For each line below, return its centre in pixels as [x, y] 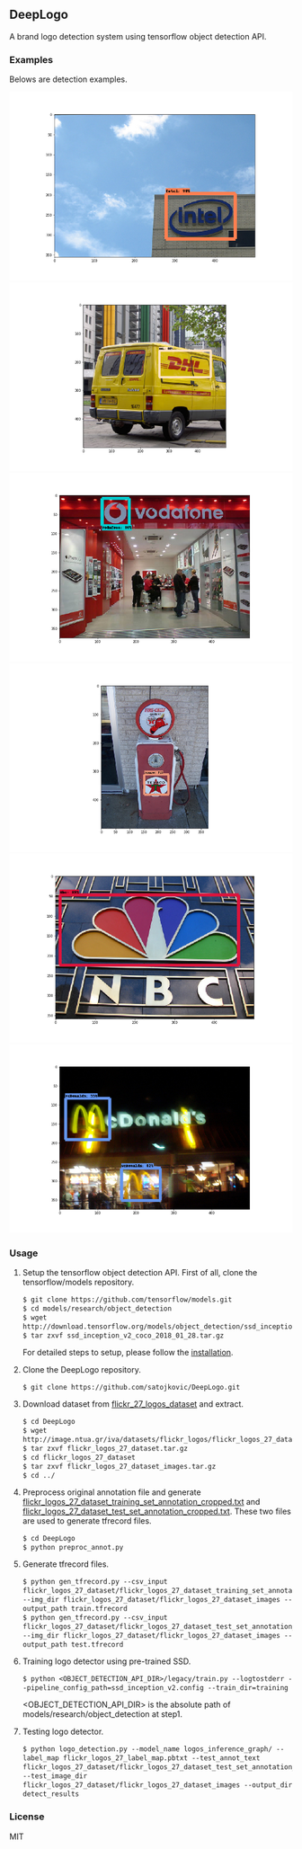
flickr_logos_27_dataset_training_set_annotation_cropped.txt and [141, 1502]
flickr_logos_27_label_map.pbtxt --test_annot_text [161, 1758]
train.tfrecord [99, 1609]
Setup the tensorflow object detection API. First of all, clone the [140, 1273]
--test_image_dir [55, 1776]
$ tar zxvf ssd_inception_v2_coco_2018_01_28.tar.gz [123, 1336]
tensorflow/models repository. [78, 1282]
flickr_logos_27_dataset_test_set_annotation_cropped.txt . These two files [157, 1511]
